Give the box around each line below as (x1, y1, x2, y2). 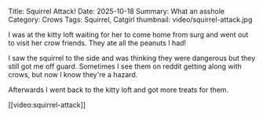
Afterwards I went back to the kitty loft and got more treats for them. (8, 85, 229, 94)
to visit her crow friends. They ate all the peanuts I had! (8, 38, 187, 48)
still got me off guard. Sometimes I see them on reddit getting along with (8, 62, 242, 71)
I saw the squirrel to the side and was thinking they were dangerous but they (8, 54, 256, 62)
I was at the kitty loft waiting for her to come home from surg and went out (8, 30, 249, 39)
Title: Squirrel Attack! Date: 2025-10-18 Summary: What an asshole (8, 7, 225, 16)
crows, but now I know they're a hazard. (8, 70, 138, 79)
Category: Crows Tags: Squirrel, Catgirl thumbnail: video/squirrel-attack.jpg (8, 15, 253, 24)
